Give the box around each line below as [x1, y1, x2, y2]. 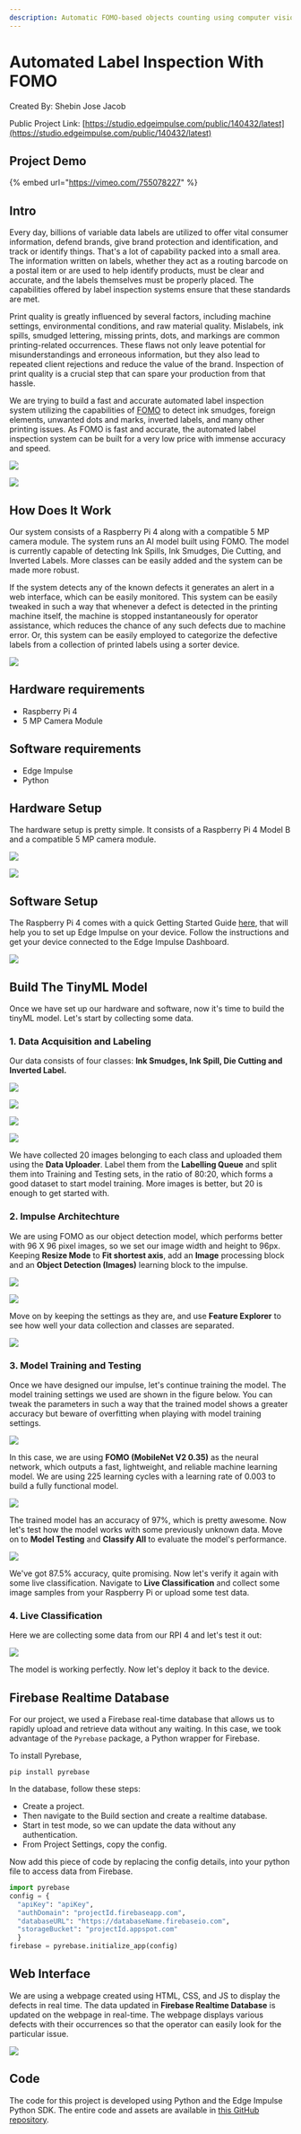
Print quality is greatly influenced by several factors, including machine [9, 311, 271, 322]
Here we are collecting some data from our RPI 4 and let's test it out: [9, 1630, 262, 1640]
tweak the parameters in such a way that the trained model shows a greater [9, 1398, 288, 1409]
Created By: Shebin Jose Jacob [9, 101, 126, 111]
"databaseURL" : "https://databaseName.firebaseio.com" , [17, 1917, 230, 1926]
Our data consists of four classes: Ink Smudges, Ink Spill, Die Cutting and [9, 1055, 283, 1066]
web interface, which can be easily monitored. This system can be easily [9, 591, 278, 602]
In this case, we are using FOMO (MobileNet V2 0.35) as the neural [9, 1451, 259, 1463]
